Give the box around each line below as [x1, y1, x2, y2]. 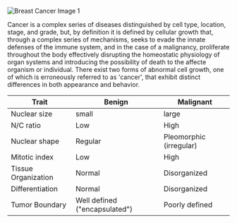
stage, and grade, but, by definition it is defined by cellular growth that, [7, 28, 214, 36]
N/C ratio [11, 121, 41, 130]
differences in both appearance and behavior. [7, 80, 140, 88]
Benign [104, 97, 128, 107]
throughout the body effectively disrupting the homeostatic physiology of [7, 50, 220, 59]
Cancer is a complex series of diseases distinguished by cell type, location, [7, 20, 226, 28]
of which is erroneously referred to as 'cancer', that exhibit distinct [7, 73, 201, 81]
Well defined [75, 195, 118, 205]
